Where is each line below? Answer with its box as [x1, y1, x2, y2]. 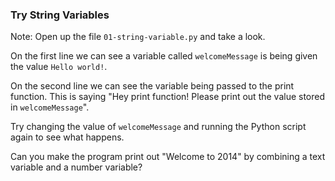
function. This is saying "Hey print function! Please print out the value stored [10, 91, 326, 103]
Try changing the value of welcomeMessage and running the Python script [10, 121, 307, 133]
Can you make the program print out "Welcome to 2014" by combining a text [10, 151, 326, 163]
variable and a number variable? [10, 161, 143, 173]
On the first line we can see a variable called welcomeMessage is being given [10, 50, 318, 62]
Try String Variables [10, 8, 110, 22]
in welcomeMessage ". [10, 101, 90, 113]
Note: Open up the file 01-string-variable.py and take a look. [10, 31, 266, 43]
